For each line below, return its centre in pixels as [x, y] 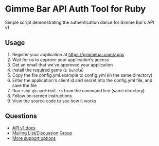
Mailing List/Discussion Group [42, 133]
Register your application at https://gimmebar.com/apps [68, 54]
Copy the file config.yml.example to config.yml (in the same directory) [82, 75]
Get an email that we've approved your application [62, 65]
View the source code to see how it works [54, 101]
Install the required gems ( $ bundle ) [48, 70]
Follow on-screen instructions [42, 96]
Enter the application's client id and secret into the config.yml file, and [82, 80]
